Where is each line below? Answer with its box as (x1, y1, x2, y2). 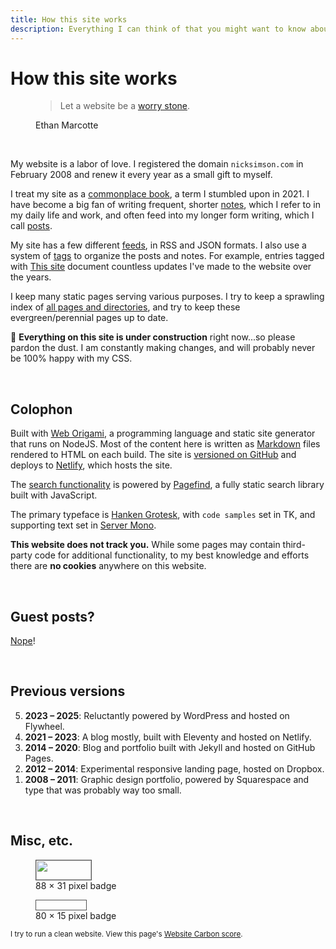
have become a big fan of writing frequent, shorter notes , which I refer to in (10, 199, 322, 211)
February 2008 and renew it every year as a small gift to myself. (10, 169, 273, 181)
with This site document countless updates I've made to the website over (10, 261, 312, 273)
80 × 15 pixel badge (35, 909, 117, 921)
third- (282, 539, 306, 551)
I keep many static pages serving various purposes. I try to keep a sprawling (10, 291, 325, 303)
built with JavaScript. (10, 489, 98, 501)
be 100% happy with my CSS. (10, 352, 133, 365)
